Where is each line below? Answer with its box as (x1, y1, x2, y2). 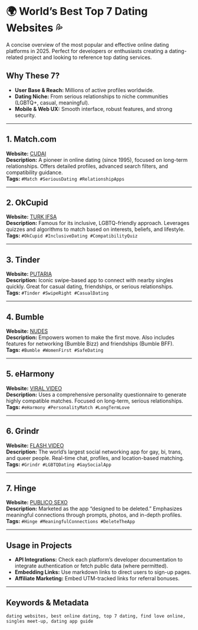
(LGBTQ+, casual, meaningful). (14, 99, 90, 106)
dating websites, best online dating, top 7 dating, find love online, (6, 613, 186, 619)
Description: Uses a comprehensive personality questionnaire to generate (6, 391, 187, 398)
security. (14, 112, 37, 119)
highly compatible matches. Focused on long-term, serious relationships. (6, 397, 184, 404)
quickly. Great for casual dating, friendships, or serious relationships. (6, 283, 174, 290)
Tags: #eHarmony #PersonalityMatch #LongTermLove (6, 403, 130, 410)
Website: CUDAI (6, 150, 47, 157)
